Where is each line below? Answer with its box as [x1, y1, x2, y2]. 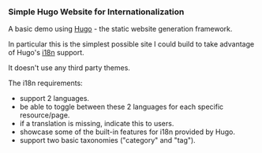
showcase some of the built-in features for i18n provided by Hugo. [19, 127, 235, 136]
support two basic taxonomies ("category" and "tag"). [19, 136, 196, 145]
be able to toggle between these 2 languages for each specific [19, 102, 224, 112]
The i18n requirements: [8, 78, 83, 88]
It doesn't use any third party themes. [8, 63, 130, 73]
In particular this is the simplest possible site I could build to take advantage [8, 39, 255, 49]
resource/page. [19, 110, 70, 120]
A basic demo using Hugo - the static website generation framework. [8, 24, 233, 34]
